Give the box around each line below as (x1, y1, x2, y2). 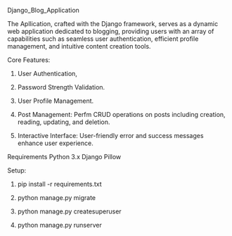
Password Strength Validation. (17, 83, 105, 91)
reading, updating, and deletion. (17, 118, 110, 126)
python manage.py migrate (17, 194, 96, 201)
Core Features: (7, 56, 51, 64)
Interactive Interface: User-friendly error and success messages (17, 132, 204, 139)
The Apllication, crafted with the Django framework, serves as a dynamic (7, 20, 219, 27)
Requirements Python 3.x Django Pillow (7, 153, 122, 161)
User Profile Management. (17, 97, 94, 105)
